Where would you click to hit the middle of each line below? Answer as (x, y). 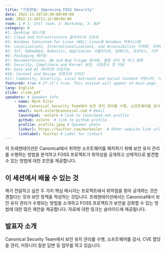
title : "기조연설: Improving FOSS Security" (50, 10)
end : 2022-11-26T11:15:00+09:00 (38, 19)
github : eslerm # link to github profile (62, 120)
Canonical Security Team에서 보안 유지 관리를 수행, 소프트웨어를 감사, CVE (78, 239)
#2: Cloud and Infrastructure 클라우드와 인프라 (52, 38)
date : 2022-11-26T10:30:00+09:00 (40, 14)
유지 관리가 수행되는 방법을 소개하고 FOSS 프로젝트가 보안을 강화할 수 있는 (82, 203)
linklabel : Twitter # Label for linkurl (60, 134)
